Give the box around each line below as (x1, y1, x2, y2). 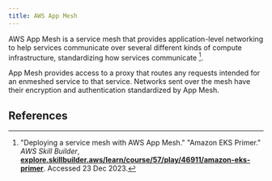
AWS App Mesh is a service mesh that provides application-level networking (8, 34, 264, 44)
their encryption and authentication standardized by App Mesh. (8, 86, 220, 95)
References (8, 108, 68, 122)
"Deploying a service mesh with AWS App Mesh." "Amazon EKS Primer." (19, 138, 261, 148)
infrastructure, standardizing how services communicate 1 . (8, 51, 204, 62)
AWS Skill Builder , (19, 146, 80, 156)
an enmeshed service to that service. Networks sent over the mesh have (8, 77, 251, 86)
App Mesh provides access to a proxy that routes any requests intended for (8, 68, 261, 78)
